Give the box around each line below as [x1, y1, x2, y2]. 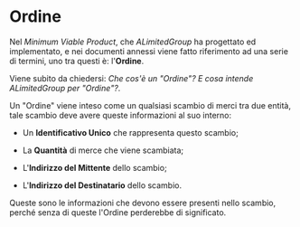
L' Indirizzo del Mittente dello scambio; [22, 162, 167, 173]
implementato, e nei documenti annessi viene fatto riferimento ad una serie [9, 45, 289, 56]
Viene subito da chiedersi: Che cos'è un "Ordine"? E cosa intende [9, 72, 254, 83]
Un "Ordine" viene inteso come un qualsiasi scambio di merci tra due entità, [9, 99, 292, 110]
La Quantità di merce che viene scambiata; [22, 145, 183, 156]
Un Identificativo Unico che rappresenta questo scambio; [22, 127, 239, 137]
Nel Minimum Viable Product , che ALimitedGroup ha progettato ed [9, 36, 257, 47]
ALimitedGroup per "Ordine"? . [9, 82, 121, 93]
